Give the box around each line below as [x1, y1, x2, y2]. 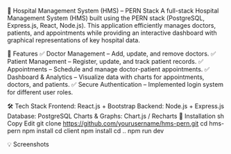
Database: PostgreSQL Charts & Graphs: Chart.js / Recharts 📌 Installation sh [7, 112, 224, 120]
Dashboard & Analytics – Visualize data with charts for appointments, [7, 73, 205, 81]
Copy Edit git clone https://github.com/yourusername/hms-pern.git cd [7, 119, 208, 128]
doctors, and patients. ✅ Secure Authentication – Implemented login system [7, 80, 224, 88]
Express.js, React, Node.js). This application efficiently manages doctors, [7, 22, 216, 29]
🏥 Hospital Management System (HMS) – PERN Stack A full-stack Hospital [7, 7, 219, 15]
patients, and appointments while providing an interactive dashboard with [7, 28, 217, 37]
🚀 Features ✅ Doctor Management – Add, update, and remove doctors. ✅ [7, 49, 216, 58]
